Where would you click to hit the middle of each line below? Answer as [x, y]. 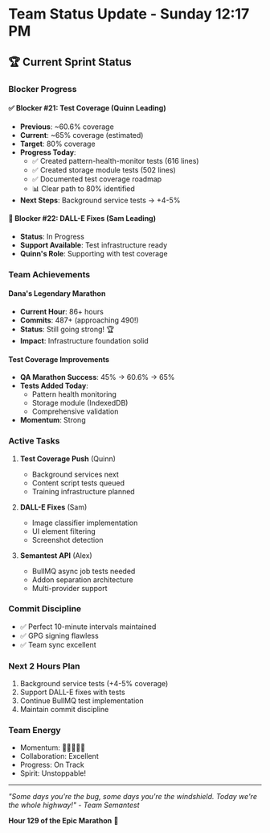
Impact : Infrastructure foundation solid [84, 341]
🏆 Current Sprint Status [70, 62]
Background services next [75, 474]
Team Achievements [49, 274]
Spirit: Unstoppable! [53, 773]
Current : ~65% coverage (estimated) [82, 135]
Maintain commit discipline [64, 710]
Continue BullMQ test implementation [82, 701]
